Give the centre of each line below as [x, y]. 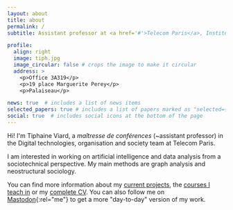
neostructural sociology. [42, 171]
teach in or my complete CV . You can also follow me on [86, 192]
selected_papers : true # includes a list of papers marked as [99, 110]
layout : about [28, 14]
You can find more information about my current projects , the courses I [109, 184]
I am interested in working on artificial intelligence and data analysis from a [114, 156]
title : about [26, 20]
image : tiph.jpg [37, 59]
